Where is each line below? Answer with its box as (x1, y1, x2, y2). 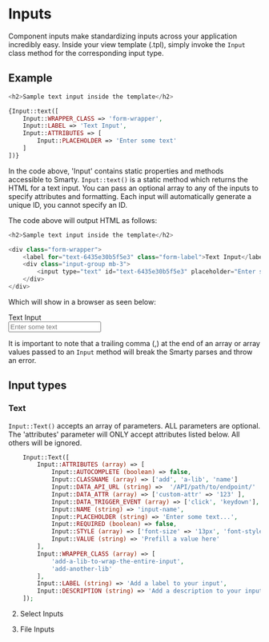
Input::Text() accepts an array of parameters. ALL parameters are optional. (8, 421, 261, 430)
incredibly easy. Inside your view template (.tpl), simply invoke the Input (8, 39, 246, 49)
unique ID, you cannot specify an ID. (8, 200, 128, 209)
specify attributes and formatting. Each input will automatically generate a (8, 191, 252, 201)
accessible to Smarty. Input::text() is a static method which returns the (8, 174, 248, 184)
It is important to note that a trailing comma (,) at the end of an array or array (8, 338, 260, 348)
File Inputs (19, 624, 54, 634)
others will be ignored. (8, 437, 82, 448)
